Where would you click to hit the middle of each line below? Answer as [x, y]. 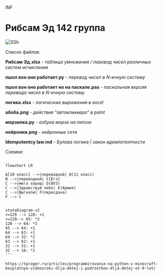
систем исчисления [27, 67]
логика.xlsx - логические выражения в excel [54, 102]
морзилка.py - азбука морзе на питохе [49, 122]
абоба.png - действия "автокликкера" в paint [55, 112]
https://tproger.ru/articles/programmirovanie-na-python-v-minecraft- [82, 264]
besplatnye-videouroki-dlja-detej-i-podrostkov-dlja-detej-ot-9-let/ [81, 268]
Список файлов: [23, 52]
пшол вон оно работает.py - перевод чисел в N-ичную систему [75, 77]
